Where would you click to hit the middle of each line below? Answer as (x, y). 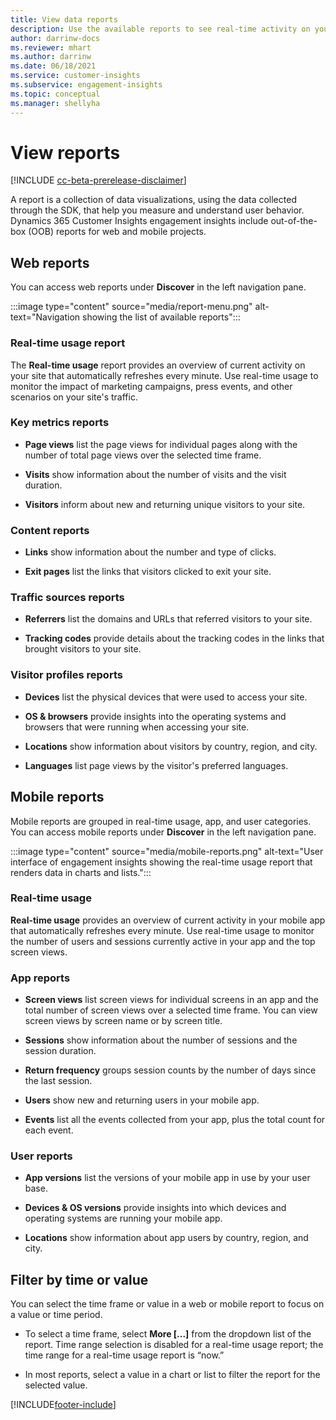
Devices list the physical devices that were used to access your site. (166, 697)
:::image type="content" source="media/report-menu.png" (131, 307)
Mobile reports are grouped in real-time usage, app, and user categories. (161, 821)
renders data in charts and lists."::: (81, 872)
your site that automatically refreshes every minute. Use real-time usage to (164, 375)
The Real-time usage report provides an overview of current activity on (158, 365)
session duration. (60, 1051)
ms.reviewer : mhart (51, 47)
